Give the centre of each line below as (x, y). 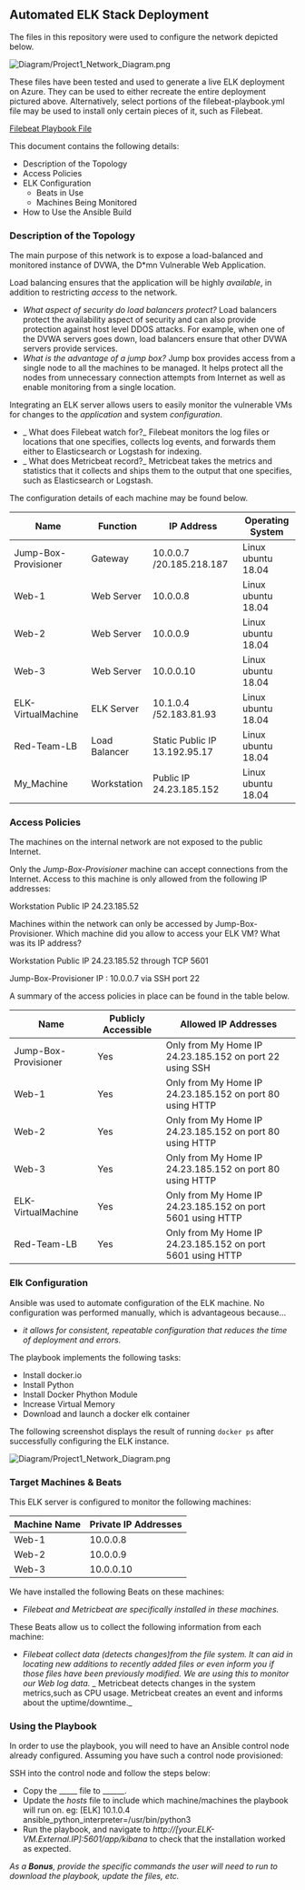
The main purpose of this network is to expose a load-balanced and (136, 256)
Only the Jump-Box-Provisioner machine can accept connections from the (149, 870)
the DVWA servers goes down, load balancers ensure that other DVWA (155, 339)
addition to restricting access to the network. (93, 292)
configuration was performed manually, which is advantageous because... (148, 1312)
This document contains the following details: (94, 146)
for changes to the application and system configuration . (116, 415)
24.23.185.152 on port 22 (223, 1057)
